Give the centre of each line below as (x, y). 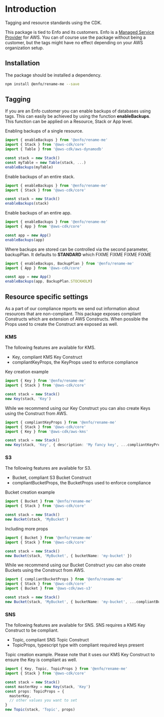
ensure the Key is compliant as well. (41, 660)
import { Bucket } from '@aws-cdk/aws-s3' (49, 588)
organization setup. (24, 48)
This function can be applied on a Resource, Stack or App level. (69, 122)
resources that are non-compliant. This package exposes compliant (73, 314)
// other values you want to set (43, 700)
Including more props (27, 529)
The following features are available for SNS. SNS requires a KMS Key (75, 625)
